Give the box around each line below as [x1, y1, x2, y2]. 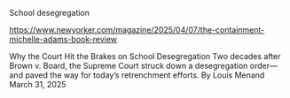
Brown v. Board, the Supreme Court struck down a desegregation [9, 61, 248, 71]
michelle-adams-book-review [9, 34, 118, 44]
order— [249, 61, 278, 71]
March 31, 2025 [9, 79, 67, 89]
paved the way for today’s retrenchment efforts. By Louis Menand [25, 70, 265, 80]
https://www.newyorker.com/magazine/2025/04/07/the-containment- [9, 25, 265, 34]
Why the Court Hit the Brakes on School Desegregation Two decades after [9, 51, 281, 61]
